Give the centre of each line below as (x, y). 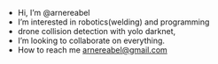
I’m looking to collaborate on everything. (91, 40)
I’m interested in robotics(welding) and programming (113, 22)
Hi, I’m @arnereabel (54, 13)
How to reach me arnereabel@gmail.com (93, 50)
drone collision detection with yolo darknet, (97, 31)
